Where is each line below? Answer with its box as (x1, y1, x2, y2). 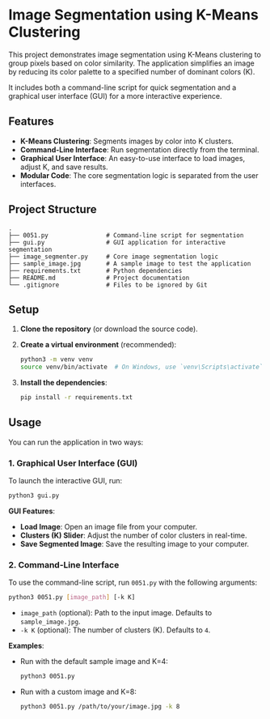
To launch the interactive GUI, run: (8, 476, 123, 486)
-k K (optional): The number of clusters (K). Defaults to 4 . (19, 625, 211, 635)
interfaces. (19, 179, 57, 189)
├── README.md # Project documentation (8, 274, 190, 282)
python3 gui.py (8, 491, 60, 500)
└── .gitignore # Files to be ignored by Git (8, 281, 208, 289)
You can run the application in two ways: (8, 437, 144, 447)
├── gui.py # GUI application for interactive (8, 238, 226, 246)
